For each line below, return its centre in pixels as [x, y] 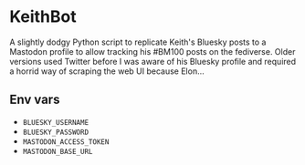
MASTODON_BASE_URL [58, 151]
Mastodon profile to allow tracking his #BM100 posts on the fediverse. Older [152, 51]
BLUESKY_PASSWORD [56, 132]
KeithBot [43, 17]
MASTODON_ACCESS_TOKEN [66, 142]
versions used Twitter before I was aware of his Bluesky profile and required [153, 61]
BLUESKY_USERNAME [56, 122]
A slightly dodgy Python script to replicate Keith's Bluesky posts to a [138, 42]
